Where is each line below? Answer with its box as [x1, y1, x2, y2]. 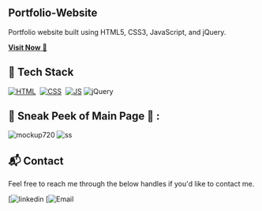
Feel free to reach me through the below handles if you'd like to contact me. [8, 179, 255, 189]
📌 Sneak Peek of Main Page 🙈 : [8, 110, 160, 123]
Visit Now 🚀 [8, 43, 47, 52]
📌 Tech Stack [8, 66, 74, 79]
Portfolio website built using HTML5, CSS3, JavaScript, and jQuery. [8, 27, 226, 36]
